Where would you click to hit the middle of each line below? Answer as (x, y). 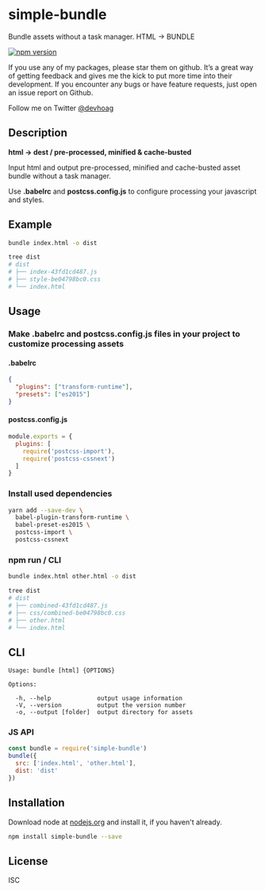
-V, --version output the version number (101, 705)
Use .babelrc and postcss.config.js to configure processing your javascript (132, 191)
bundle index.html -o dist (53, 243)
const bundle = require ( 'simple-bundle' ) (78, 749)
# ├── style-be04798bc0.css (55, 279)
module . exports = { (40, 437)
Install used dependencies (60, 494)
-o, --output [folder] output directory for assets (104, 712)
